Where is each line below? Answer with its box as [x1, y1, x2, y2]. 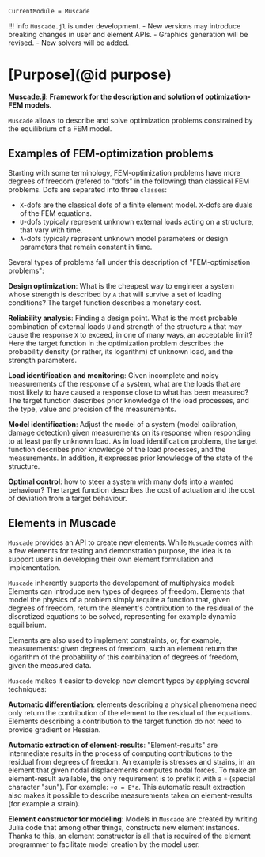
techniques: [8, 684, 47, 693]
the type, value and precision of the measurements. [8, 404, 176, 413]
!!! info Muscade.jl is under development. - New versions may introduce [8, 21, 241, 31]
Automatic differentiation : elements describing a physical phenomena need [8, 700, 257, 709]
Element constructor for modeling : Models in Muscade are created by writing [8, 814, 258, 824]
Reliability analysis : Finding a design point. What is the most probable [8, 313, 237, 323]
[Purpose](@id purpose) [8, 66, 172, 84]
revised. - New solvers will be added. [8, 38, 130, 47]
